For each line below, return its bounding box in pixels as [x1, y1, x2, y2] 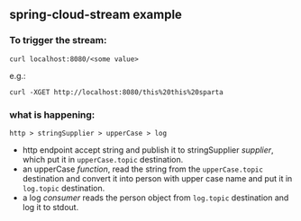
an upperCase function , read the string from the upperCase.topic [22, 164, 264, 174]
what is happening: [9, 108, 96, 120]
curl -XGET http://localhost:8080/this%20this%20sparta [9, 87, 223, 97]
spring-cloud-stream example [9, 7, 183, 22]
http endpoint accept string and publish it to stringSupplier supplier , [22, 144, 274, 155]
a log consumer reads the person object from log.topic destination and [22, 192, 289, 203]
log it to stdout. [22, 201, 79, 212]
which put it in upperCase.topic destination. [22, 154, 184, 164]
